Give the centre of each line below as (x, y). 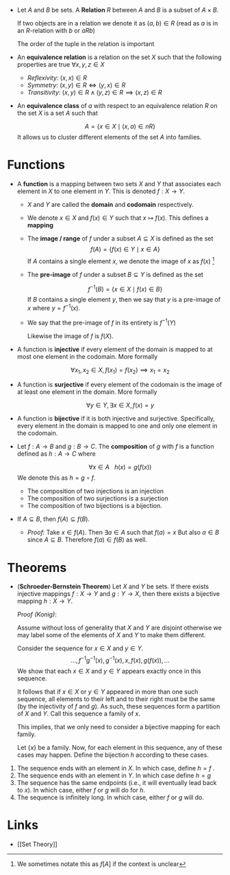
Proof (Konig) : (37, 614)
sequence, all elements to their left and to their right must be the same (116, 699)
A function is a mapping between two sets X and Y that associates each (119, 184)
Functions (36, 165)
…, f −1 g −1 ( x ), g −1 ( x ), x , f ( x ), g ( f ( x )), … (120, 660)
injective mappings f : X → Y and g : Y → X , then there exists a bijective (118, 594)
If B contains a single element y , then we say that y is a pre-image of (124, 300)
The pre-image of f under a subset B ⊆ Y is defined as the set (115, 274)
